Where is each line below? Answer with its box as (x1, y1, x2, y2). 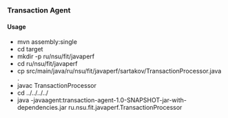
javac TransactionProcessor (17, 82, 96, 90)
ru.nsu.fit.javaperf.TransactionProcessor (68, 104, 183, 112)
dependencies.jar (17, 104, 68, 112)
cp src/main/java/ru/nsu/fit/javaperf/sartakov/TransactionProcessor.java (17, 67, 222, 75)
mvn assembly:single (17, 38, 78, 46)
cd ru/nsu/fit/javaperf (17, 60, 78, 68)
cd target (17, 45, 43, 54)
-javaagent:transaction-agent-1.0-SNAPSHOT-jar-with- (30, 96, 187, 104)
